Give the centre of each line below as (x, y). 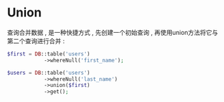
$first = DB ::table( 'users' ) (49, 54)
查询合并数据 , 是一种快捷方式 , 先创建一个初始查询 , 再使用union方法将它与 (113, 32)
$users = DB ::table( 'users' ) (49, 73)
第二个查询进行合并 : (36, 41)
